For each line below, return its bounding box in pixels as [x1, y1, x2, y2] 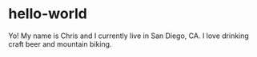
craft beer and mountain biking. [8, 39, 112, 48]
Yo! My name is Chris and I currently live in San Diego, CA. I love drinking [8, 31, 250, 40]
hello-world [8, 5, 88, 23]
